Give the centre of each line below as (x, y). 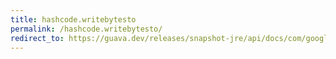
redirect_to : (37, 38)
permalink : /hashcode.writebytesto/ (86, 29)
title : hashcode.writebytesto (73, 19)
